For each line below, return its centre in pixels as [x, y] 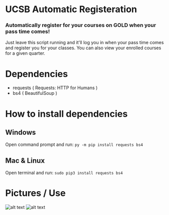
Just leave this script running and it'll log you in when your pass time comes [84, 43]
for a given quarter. [25, 53]
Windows [21, 132]
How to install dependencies [66, 114]
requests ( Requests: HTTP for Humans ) [55, 88]
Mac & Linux [25, 160]
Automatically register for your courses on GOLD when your [81, 25]
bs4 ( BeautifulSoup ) [35, 93]
